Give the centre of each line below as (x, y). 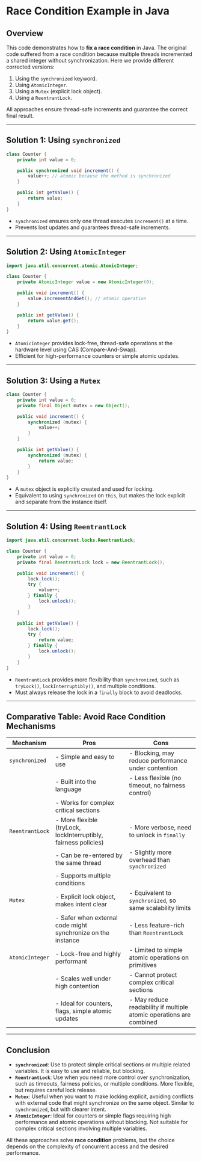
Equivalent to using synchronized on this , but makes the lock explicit (100, 496)
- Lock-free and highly (88, 954)
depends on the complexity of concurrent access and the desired (87, 1146)
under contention (153, 768)
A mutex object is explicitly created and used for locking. (84, 489)
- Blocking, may (151, 753)
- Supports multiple (83, 876)
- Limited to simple (156, 950)
